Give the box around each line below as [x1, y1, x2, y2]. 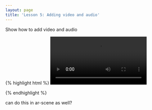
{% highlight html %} [5, 80, 50, 86]
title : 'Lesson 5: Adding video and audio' [5, 12, 100, 17]
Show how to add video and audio [5, 26, 78, 32]
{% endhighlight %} [5, 90, 47, 96]
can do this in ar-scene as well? [5, 99, 72, 105]
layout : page [5, 7, 33, 13]
